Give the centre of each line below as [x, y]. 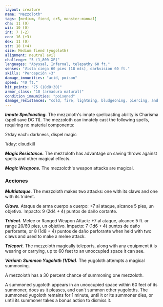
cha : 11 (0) [17, 23]
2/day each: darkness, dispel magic [41, 135]
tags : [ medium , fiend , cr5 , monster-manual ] [51, 19]
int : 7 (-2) [17, 32]
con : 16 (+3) [18, 37]
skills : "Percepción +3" [30, 73]
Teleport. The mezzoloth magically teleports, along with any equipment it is [81, 246]
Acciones [17, 181]
